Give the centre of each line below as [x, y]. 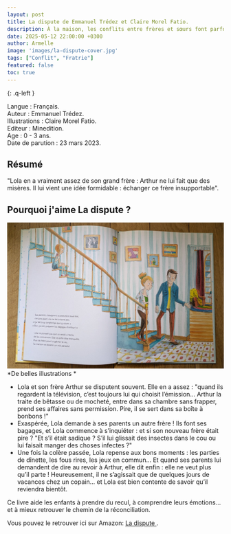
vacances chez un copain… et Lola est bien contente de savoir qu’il [112, 482]
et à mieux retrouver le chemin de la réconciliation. [79, 510]
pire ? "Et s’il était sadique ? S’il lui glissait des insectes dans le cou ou [117, 438]
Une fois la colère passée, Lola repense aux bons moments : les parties [118, 453]
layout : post [26, 14]
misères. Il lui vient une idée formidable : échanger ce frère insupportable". [113, 188]
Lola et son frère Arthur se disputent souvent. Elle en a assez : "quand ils [120, 387]
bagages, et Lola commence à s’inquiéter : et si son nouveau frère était [118, 431]
